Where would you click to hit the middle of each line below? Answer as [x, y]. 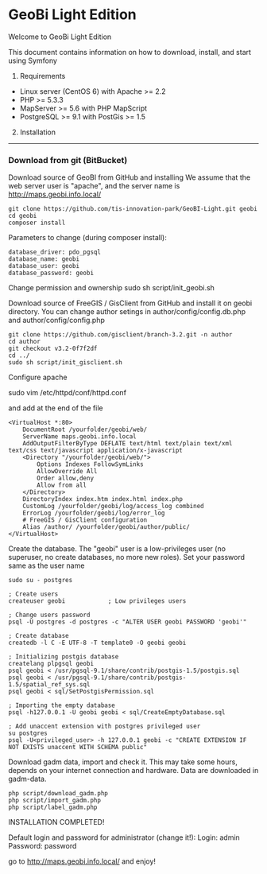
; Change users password [49, 615]
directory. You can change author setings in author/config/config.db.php [127, 312]
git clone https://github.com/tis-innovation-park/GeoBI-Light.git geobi [133, 209]
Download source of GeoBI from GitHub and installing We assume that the [130, 177]
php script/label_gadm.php [53, 808]
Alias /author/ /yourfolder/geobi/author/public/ [106, 527]
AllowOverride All [67, 472]
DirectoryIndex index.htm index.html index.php [103, 499]
